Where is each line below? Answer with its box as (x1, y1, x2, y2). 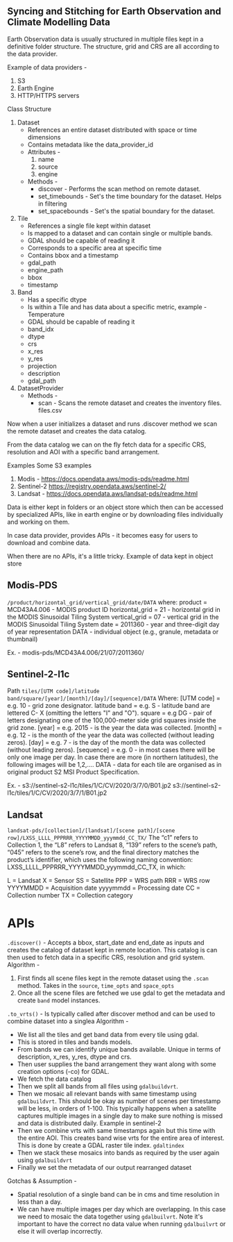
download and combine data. (7, 538, 91, 547)
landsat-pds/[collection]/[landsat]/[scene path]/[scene (7, 827, 175, 834)
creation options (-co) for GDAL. (17, 1068, 110, 1076)
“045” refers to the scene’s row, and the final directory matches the (7, 848, 200, 856)
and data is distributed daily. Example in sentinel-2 (17, 1119, 162, 1127)
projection (27, 361, 57, 370)
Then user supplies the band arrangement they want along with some (17, 1060, 216, 1068)
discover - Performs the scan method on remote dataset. (37, 184, 201, 193)
